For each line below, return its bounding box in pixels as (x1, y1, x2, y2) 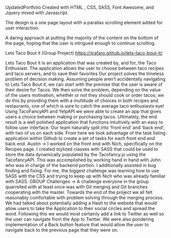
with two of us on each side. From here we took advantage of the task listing (5, 130, 166, 136)
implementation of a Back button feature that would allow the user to (5, 222, 149, 227)
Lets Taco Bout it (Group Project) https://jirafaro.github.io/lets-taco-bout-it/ (5, 50, 163, 56)
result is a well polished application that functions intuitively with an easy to (5, 119, 163, 125)
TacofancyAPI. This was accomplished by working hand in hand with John (5, 157, 161, 163)
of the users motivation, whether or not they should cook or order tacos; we (5, 92, 164, 98)
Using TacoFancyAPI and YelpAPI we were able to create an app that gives (5, 109, 161, 114)
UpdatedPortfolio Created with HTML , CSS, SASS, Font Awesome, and (5, 5, 154, 10)
